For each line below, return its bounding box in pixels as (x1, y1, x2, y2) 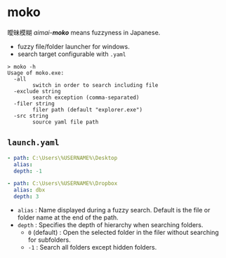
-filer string (13, 100, 55, 107)
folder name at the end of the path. (17, 213, 119, 222)
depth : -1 (13, 168, 42, 175)
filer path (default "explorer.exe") (32, 106, 142, 113)
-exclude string (13, 88, 61, 95)
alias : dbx (13, 186, 46, 193)
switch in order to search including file (32, 81, 159, 88)
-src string (13, 112, 49, 119)
